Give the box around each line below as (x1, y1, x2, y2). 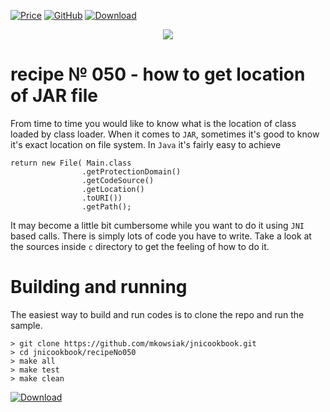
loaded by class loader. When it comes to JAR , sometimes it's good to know (10, 128, 320, 140)
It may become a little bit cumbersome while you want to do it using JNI (10, 219, 305, 231)
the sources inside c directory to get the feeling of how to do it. (10, 240, 270, 252)
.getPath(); (81, 201, 132, 212)
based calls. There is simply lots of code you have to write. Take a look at (10, 230, 312, 242)
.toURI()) (81, 193, 123, 203)
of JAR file (10, 85, 98, 107)
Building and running (10, 276, 188, 299)
